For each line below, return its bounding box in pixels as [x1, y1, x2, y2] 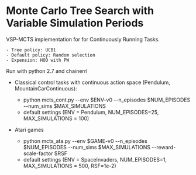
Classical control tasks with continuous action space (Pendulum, [14, 79, 171, 86]
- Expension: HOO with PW [6, 57, 69, 63]
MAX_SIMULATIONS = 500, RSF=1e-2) [23, 162, 116, 169]
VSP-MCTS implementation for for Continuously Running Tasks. [6, 36, 160, 43]
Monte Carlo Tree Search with [6, 4, 154, 17]
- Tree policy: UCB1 [6, 47, 57, 53]
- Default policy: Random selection [6, 52, 95, 58]
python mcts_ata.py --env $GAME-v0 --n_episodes [23, 137, 147, 144]
